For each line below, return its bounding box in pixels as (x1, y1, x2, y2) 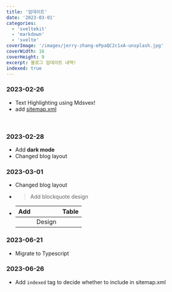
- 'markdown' (12, 32, 45, 38)
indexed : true (6, 65, 42, 71)
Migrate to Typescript (15, 250, 69, 257)
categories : (6, 20, 36, 26)
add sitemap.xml (15, 105, 57, 113)
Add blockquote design (30, 193, 89, 201)
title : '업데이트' (6, 8, 48, 15)
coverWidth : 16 (6, 48, 45, 55)
